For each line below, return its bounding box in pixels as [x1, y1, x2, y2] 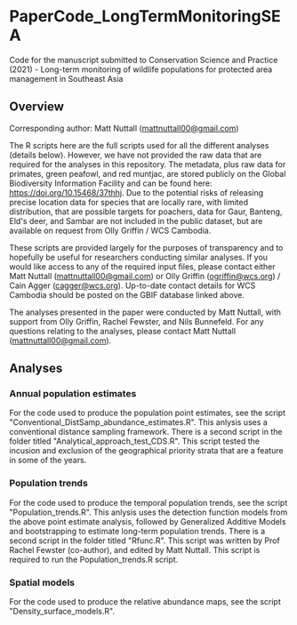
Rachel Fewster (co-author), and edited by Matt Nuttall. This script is [9, 544, 261, 555]
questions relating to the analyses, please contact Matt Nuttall [9, 325, 237, 336]
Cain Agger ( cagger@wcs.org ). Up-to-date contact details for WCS [9, 280, 256, 291]
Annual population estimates [9, 388, 137, 400]
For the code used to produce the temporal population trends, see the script [9, 497, 288, 508]
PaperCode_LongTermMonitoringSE [9, 6, 282, 27]
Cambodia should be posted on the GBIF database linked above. [9, 289, 245, 300]
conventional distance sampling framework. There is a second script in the [9, 427, 283, 437]
